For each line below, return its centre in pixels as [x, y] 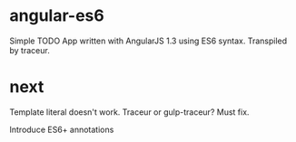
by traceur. [30, 50]
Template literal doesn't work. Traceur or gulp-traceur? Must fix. [129, 112]
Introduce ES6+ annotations [62, 129]
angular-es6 [57, 16]
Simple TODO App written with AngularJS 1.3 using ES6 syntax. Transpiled [148, 41]
